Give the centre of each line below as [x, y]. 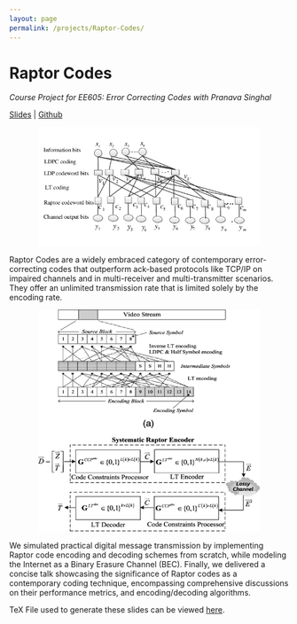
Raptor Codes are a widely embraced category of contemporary [126, 260]
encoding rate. [36, 298]
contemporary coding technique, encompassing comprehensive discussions [149, 583]
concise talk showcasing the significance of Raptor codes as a [123, 574]
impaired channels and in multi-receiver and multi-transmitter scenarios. [141, 278]
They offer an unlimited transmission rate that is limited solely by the [134, 288]
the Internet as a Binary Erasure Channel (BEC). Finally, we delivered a [137, 565]
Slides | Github [36, 114]
